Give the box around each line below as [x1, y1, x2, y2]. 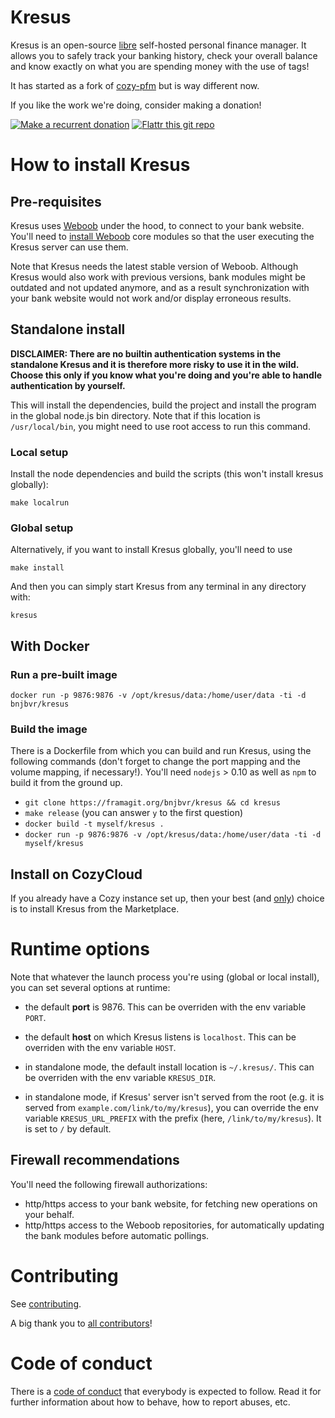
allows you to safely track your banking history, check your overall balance [10, 49, 318, 61]
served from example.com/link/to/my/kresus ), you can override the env [24, 1102, 319, 1114]
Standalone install [10, 321, 126, 338]
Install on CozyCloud [10, 866, 143, 883]
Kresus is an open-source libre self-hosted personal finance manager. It [10, 39, 307, 51]
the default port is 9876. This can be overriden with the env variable [24, 1001, 307, 1013]
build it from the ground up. [10, 777, 123, 789]
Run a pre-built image [10, 667, 118, 681]
